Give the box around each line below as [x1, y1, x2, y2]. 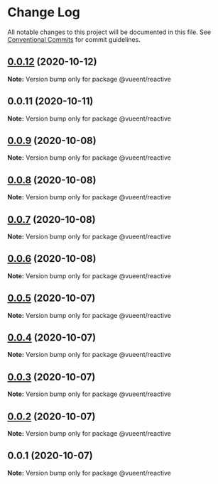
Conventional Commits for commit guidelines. [7, 35, 141, 43]
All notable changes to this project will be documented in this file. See [7, 28, 212, 36]
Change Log [7, 4, 80, 21]
